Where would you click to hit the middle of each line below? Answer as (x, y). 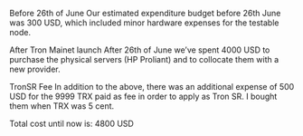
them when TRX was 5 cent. (62, 106)
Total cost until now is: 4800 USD (71, 123)
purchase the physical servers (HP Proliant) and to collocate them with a (144, 59)
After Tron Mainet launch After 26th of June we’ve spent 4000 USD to (140, 50)
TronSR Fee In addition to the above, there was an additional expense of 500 (152, 87)
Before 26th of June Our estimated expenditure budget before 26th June (145, 13)
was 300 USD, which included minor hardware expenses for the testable (144, 23)
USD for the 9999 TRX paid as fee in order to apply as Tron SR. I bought (143, 96)
